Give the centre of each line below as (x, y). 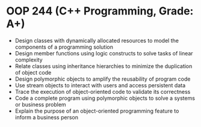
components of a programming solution (64, 47)
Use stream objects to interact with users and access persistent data (100, 85)
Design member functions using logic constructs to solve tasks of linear (104, 53)
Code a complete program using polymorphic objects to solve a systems (105, 98)
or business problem (40, 104)
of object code (33, 72)
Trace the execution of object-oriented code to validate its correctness (103, 91)
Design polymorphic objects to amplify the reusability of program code (103, 79)
